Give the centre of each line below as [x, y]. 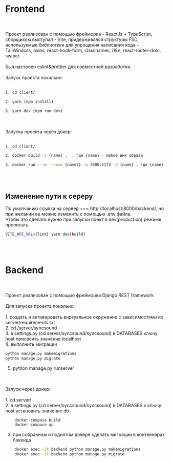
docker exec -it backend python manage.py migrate [70, 454]
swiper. [13, 56]
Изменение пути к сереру [49, 196]
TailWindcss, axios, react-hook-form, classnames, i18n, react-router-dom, [83, 50]
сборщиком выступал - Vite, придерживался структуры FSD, [72, 39]
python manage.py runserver [43, 368]
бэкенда [22, 440]
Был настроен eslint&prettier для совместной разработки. [68, 67]
